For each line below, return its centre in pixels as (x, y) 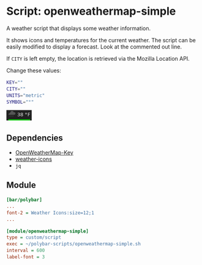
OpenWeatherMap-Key (44, 153)
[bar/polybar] (24, 200)
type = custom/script (34, 237)
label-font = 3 (26, 257)
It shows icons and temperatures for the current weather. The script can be (101, 40)
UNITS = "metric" (26, 95)
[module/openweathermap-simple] (47, 231)
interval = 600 (26, 251)
